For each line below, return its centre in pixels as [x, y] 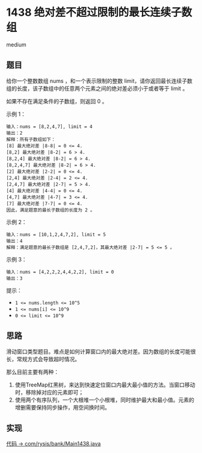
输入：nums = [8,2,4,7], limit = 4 [49, 127]
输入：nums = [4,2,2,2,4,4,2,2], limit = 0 [60, 272]
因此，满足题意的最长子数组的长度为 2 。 [50, 210]
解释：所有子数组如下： [31, 140]
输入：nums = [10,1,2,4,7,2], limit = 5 [56, 234]
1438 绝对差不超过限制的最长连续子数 [99, 12]
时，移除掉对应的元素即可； [49, 392]
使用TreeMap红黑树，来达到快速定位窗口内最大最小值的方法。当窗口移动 [105, 385]
